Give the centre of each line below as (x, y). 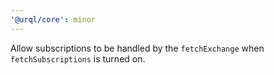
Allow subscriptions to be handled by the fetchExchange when (137, 48)
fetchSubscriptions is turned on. (78, 58)
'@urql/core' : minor (53, 19)
